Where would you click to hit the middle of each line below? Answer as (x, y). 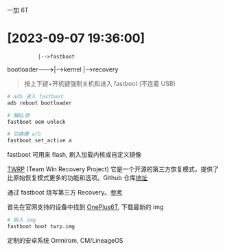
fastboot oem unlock (37, 122)
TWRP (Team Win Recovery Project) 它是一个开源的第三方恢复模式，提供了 (113, 169)
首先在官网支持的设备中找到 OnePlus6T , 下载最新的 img (85, 207)
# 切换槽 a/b (24, 134)
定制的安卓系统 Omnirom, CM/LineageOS (65, 240)
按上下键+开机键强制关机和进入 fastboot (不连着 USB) (100, 83)
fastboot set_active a (39, 141)
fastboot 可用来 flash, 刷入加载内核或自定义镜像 (74, 155)
